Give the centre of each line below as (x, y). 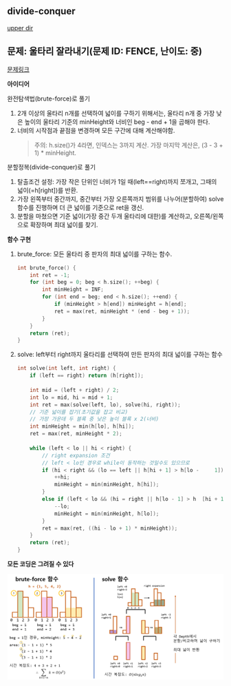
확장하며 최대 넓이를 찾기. (64, 225)
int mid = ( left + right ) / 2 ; (75, 390)
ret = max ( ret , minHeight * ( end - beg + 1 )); (122, 311)
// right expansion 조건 (76, 455)
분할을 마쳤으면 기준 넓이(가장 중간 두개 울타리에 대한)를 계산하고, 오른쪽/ (115, 216)
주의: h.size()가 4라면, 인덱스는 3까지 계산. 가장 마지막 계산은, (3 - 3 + (129, 145)
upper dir (20, 28)
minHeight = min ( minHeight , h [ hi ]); (107, 485)
